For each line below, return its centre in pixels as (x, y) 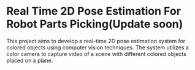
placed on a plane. (30, 60)
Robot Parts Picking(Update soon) (95, 24)
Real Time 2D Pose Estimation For (94, 11)
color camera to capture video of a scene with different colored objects (97, 54)
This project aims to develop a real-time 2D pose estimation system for (96, 41)
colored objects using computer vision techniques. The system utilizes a (97, 47)
